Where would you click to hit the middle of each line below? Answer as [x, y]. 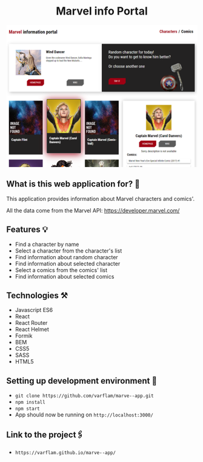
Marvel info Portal [102, 11]
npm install [30, 403]
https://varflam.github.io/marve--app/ [65, 453]
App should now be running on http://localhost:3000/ [84, 415]
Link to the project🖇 [45, 434]
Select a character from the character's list [68, 251]
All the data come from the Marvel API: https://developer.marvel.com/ [93, 210]
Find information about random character [66, 257]
